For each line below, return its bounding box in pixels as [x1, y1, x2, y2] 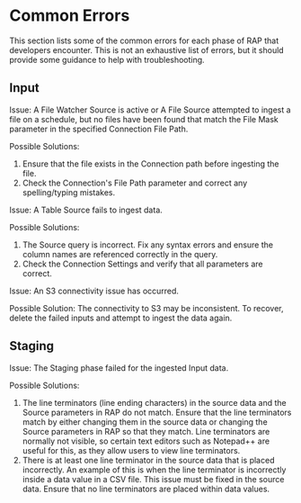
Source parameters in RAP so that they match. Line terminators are [22, 426, 270, 436]
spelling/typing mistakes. [22, 186, 115, 198]
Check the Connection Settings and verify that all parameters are [22, 258, 263, 269]
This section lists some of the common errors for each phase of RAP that [9, 35, 279, 46]
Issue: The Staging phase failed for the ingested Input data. [9, 362, 229, 373]
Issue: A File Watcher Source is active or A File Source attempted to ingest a [9, 104, 291, 115]
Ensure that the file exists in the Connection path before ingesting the [22, 158, 280, 169]
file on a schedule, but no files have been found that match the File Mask [9, 113, 279, 124]
